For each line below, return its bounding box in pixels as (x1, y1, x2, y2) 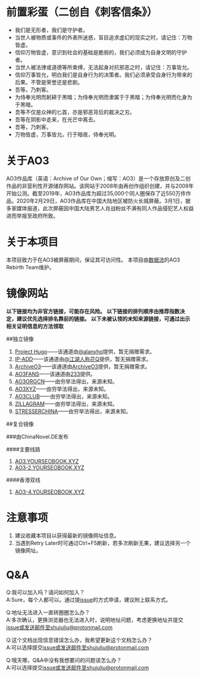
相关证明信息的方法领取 (6, 322, 64, 330)
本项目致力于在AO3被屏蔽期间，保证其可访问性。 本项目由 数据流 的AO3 (6, 256, 180, 263)
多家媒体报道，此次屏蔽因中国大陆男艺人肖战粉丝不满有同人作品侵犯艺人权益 (6, 204, 194, 212)
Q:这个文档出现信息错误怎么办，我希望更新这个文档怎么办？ (6, 636, 153, 644)
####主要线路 (6, 445, 40, 453)
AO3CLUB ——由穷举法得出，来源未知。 (14, 392, 113, 400)
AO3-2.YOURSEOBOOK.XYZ (14, 464, 85, 471)
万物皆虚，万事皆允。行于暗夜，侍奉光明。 (14, 131, 120, 138)
